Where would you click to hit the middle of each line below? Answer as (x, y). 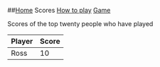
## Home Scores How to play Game (59, 10)
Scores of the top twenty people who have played (80, 24)
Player (22, 41)
